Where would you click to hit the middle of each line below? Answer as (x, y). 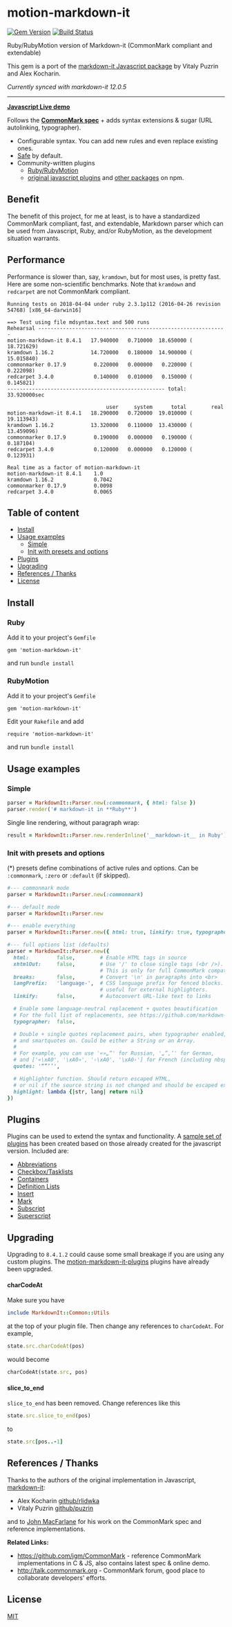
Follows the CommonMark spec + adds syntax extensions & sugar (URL (110, 120)
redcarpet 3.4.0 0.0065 (60, 492)
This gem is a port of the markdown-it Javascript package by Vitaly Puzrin (113, 66)
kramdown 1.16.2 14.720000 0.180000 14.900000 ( (100, 352)
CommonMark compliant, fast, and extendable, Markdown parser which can (115, 224)
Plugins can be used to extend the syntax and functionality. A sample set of (115, 1136)
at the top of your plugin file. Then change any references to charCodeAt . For (116, 1326)
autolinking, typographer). (44, 127)
